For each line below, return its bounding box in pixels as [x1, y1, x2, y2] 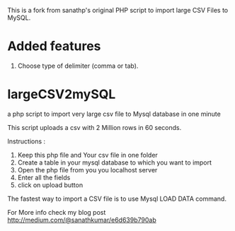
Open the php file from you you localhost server [17, 165, 158, 174]
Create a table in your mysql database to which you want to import [17, 158, 212, 167]
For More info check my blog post [7, 208, 106, 216]
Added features [7, 38, 101, 54]
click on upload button [17, 180, 84, 189]
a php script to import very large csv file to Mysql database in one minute [7, 109, 221, 118]
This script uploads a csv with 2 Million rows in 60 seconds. [7, 123, 182, 131]
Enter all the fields [17, 173, 71, 182]
